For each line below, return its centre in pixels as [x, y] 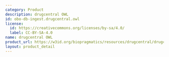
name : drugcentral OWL [29, 38]
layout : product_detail [30, 47]
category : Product [24, 10]
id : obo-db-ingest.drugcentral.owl [43, 19]
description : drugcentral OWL [37, 14]
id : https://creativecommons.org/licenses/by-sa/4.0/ [67, 28]
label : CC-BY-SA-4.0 [31, 33]
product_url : [19, 42]
